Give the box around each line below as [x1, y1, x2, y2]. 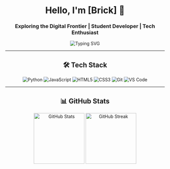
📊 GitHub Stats [60, 96, 110, 106]
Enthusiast [71, 29, 99, 36]
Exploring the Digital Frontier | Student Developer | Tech [15, 23, 155, 30]
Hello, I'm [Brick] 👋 [45, 5, 125, 16]
